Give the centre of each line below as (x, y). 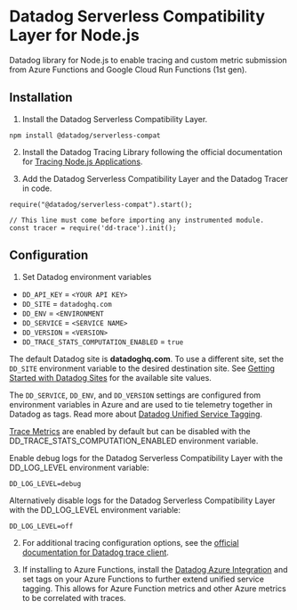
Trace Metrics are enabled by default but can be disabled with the (130, 431)
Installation (41, 98)
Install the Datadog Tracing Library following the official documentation (152, 152)
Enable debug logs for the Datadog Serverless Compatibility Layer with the (146, 457)
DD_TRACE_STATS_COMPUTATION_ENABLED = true (103, 342)
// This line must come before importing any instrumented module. (137, 220)
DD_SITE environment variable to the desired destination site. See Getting (142, 368)
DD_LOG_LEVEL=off (41, 526)
